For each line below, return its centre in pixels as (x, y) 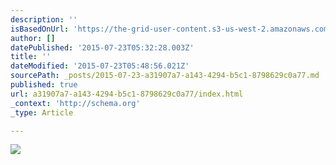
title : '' (31, 57)
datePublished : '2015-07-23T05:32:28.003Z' (102, 47)
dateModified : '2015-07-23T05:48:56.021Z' (100, 66)
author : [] (33, 38)
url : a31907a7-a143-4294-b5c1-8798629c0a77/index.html (127, 94)
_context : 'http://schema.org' (75, 103)
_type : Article (42, 112)
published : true (44, 85)
